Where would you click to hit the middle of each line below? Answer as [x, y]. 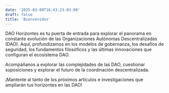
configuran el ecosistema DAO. [37, 55]
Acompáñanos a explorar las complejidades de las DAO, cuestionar [75, 65]
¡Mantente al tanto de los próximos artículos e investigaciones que [74, 80]
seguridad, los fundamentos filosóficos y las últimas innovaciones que [78, 50]
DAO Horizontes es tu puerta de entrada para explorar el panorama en [78, 34]
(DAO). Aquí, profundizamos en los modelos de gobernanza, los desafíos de [85, 44]
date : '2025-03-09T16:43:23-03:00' [43, 10]
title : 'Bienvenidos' [28, 19]
